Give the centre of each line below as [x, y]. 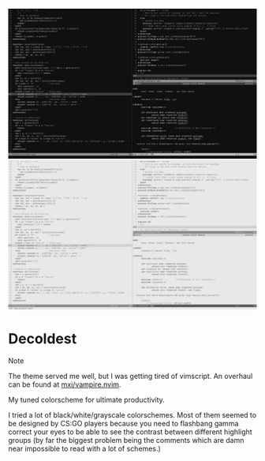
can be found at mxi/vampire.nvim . [65, 384]
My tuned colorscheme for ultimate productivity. [87, 399]
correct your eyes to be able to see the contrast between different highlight [130, 432]
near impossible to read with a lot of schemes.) [85, 448]
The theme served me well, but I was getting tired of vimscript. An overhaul [131, 376]
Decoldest [43, 338]
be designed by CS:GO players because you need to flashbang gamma [123, 423]
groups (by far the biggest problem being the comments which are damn [126, 440]
